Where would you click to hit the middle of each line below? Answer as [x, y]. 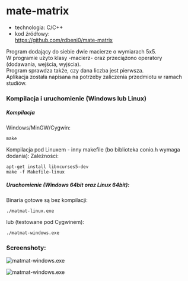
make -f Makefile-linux [36, 172]
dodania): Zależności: [33, 156]
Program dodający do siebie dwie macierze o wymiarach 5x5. [81, 51]
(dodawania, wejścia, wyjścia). [44, 64]
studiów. [16, 83]
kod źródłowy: [32, 33]
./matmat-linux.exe [30, 211]
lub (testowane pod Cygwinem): [45, 222]
